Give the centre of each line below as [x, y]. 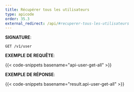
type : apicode [20, 14]
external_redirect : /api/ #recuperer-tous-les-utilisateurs [67, 23]
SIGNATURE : [18, 37]
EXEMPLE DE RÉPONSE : [30, 75]
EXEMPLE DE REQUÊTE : [30, 56]
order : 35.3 [17, 19]
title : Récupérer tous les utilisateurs [47, 10]
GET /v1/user [19, 46]
